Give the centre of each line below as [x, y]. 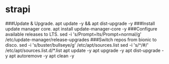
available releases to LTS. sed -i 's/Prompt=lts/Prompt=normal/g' [73, 34]
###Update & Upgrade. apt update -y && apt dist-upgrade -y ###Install [80, 23]
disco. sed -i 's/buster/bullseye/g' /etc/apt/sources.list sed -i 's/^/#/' [77, 45]
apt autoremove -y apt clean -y [42, 56]
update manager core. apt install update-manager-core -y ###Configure [81, 28]
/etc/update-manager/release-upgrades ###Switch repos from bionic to [81, 40]
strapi [18, 9]
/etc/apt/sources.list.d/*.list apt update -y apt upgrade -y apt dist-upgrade [83, 50]
